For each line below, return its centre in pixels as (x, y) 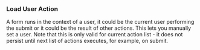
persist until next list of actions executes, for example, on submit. (87, 41)
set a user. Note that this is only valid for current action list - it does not (95, 35)
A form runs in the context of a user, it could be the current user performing (100, 22)
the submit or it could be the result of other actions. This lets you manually (99, 28)
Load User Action (32, 9)
